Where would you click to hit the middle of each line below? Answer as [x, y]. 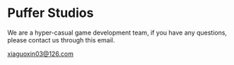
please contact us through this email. [61, 40]
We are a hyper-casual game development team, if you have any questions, [117, 32]
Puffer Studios [51, 13]
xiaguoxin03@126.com [41, 54]
